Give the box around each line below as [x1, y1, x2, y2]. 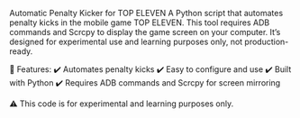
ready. [9, 46, 33, 57]
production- [244, 36, 289, 47]
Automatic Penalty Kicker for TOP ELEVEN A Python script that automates [9, 8, 284, 18]
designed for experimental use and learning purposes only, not [9, 36, 243, 47]
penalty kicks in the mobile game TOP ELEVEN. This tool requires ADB [9, 17, 270, 28]
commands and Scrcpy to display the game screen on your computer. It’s [9, 27, 281, 37]
